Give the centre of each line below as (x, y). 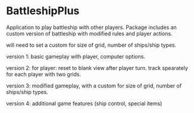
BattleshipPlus (43, 11)
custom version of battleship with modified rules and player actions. (89, 33)
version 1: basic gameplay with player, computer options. (76, 56)
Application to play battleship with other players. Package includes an (92, 27)
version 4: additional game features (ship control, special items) (84, 103)
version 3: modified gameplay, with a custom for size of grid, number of (94, 85)
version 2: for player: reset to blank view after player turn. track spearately (97, 68)
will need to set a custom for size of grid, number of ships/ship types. (91, 45)
